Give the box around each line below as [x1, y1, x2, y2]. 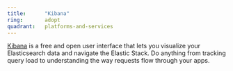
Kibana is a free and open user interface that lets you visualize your [7, 42, 200, 50]
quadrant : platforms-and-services [7, 23, 113, 30]
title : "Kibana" [7, 10, 70, 17]
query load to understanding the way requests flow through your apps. [7, 57, 210, 65]
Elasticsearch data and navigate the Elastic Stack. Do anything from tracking [7, 49, 226, 57]
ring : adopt [7, 17, 61, 23]
